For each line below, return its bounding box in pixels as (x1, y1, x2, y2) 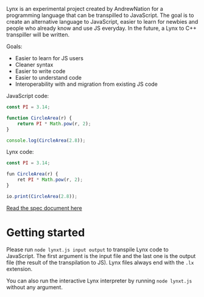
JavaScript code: (6, 93, 49, 99)
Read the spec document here (6, 204, 82, 212)
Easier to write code (15, 68, 66, 75)
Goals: (6, 43, 23, 50)
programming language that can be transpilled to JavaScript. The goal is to (6, 12, 194, 19)
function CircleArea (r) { (6, 115, 72, 121)
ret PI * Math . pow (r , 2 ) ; (17, 176, 83, 183)
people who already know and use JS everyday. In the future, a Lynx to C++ (6, 24, 197, 32)
